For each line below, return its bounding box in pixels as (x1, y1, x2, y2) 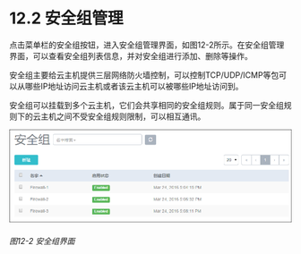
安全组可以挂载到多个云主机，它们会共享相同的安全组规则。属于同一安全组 (9, 99, 284, 110)
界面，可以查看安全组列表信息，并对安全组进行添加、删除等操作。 (9, 50, 253, 61)
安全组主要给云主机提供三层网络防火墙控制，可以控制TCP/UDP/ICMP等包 (9, 69, 279, 80)
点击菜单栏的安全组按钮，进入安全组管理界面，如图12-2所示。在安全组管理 (9, 39, 285, 50)
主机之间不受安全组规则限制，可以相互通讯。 (39, 111, 206, 122)
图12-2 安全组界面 (9, 235, 75, 246)
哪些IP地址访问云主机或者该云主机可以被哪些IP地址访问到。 (24, 80, 244, 91)
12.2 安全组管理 (9, 8, 124, 29)
